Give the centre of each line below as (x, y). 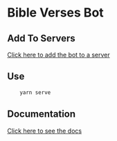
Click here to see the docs (44, 131)
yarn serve (35, 92)
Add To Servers (42, 38)
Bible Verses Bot (55, 13)
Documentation (42, 114)
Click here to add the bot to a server (59, 55)
